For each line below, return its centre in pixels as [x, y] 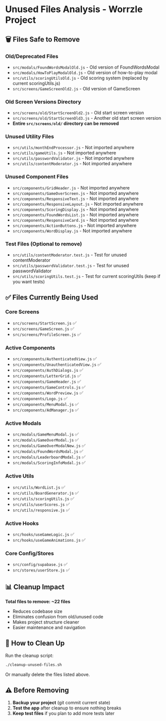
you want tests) [29, 282]
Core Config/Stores [30, 553]
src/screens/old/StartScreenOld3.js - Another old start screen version [87, 118]
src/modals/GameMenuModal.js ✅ [46, 434]
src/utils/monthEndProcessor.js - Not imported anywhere [73, 148]
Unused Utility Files [30, 136]
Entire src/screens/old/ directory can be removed [66, 124]
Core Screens [22, 312]
